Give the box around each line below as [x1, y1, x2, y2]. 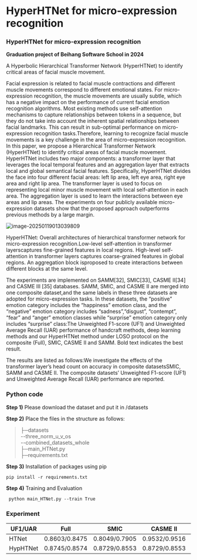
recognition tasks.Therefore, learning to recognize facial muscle [34, 130, 189, 137]
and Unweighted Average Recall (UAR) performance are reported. [6, 375, 165, 383]
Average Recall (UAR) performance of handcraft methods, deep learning [6, 326, 181, 334]
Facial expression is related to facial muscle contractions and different [6, 80, 175, 87]
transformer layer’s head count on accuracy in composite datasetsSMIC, [6, 363, 181, 370]
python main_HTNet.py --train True [8, 496, 96, 502]
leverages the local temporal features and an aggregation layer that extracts [6, 161, 189, 168]
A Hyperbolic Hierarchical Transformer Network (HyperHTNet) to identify [6, 62, 184, 69]
